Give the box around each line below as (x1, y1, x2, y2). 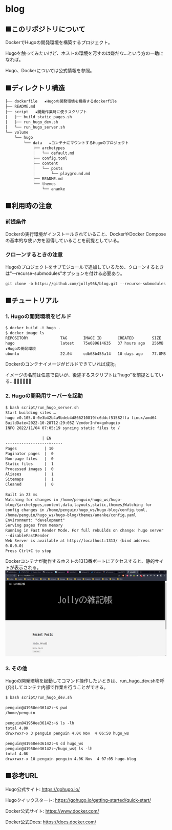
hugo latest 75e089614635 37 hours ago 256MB (5, 341, 164, 346)
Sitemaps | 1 (5, 477, 54, 482)
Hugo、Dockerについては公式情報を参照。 (5, 68, 95, 73)
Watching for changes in (5, 497, 58, 502)
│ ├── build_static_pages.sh (5, 114, 72, 119)
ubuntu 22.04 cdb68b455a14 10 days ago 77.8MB (5, 351, 166, 356)
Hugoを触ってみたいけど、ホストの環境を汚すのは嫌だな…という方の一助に (5, 50, 164, 56)
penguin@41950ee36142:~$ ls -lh (5, 720, 74, 726)
